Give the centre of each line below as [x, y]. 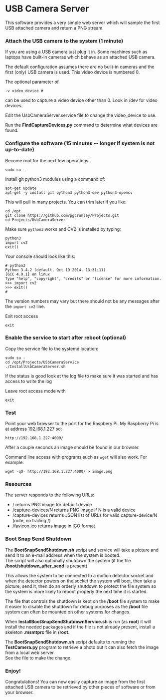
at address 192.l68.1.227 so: [34, 429]
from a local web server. [30, 652]
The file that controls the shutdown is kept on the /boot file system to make [83, 601]
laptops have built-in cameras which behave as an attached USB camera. [81, 57]
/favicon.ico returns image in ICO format [54, 526]
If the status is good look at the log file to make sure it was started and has [82, 376]
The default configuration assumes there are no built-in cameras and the [80, 67]
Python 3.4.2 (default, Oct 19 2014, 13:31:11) [56, 270]
